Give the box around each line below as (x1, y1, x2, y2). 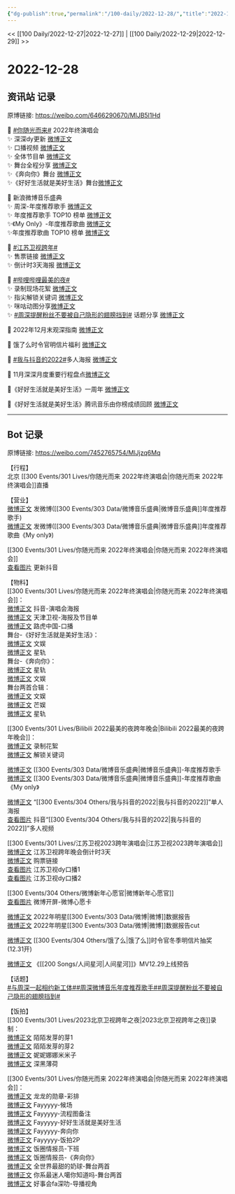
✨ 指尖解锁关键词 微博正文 (7, 293, 84, 301)
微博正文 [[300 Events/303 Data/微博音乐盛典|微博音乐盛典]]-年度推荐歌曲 (7, 775, 222, 783)
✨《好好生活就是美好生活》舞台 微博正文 (7, 178, 123, 186)
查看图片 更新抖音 (7, 563, 58, 571)
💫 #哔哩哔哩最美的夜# (7, 275, 70, 284)
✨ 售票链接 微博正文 (7, 251, 65, 260)
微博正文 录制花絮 (7, 742, 58, 750)
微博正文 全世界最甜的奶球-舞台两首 (7, 1162, 111, 1170)
